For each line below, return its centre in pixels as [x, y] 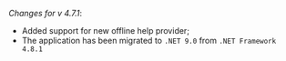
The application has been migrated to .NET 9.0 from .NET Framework [149, 41]
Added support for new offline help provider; [106, 30]
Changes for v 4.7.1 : [46, 13]
